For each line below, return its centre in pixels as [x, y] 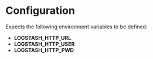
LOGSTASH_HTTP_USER [44, 44]
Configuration [40, 11]
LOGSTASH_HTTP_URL [42, 38]
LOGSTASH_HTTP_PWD [44, 50]
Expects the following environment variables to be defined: [76, 27]
